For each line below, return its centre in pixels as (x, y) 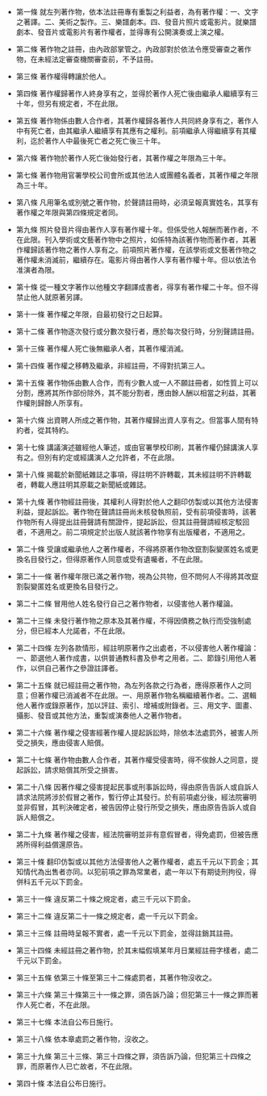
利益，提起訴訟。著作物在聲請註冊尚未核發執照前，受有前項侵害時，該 (133, 512)
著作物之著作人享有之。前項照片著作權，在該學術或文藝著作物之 (150, 250)
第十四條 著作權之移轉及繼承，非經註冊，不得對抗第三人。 (113, 366)
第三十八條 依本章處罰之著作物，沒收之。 (84, 1039)
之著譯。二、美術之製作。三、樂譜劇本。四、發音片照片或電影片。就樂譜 (136, 22)
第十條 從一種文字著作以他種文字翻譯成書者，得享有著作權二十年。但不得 (137, 287)
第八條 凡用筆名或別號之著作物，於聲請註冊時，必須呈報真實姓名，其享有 (137, 202)
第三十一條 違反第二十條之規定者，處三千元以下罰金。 (105, 899)
